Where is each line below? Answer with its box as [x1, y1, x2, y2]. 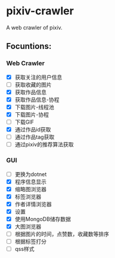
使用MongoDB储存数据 [14, 215, 72, 222]
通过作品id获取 [14, 126, 51, 133]
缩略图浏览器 [14, 185, 46, 192]
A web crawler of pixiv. [6, 24, 63, 31]
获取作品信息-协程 [14, 96, 60, 103]
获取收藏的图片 [14, 81, 52, 88]
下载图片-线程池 [14, 103, 55, 110]
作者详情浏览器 [14, 200, 52, 207]
